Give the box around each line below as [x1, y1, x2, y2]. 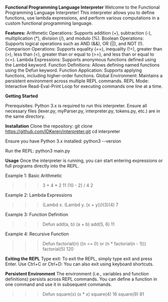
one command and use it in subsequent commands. [5, 281, 112, 287]
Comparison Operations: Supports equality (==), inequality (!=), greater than [5, 46, 162, 52]
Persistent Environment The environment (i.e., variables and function [5, 271, 149, 276]
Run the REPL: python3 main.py [5, 148, 70, 154]
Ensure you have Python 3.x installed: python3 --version [5, 138, 121, 144]
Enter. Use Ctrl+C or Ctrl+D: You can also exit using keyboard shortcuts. [5, 261, 154, 267]
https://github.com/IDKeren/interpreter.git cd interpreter [5, 128, 120, 134]
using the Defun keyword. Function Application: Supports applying [5, 67, 142, 73]
